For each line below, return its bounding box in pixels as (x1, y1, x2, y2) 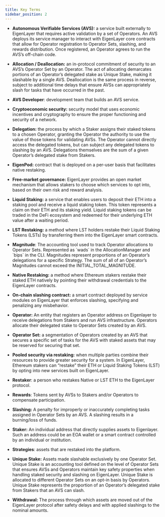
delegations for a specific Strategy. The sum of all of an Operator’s (12, 257, 147, 263)
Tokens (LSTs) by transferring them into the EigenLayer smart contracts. (12, 232, 159, 238)
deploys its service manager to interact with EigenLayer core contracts (12, 35, 156, 42)
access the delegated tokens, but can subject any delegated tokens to (12, 142, 155, 147)
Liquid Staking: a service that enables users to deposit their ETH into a (12, 196, 156, 202)
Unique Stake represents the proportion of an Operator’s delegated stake (12, 482, 161, 488)
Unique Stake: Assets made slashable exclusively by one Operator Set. (12, 456, 157, 462)
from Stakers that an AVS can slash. (12, 487, 85, 493)
